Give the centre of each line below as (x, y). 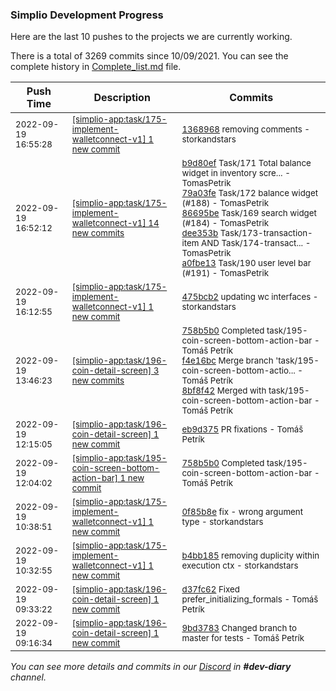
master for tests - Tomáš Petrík (243, 638)
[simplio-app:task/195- (119, 458)
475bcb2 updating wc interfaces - (250, 297)
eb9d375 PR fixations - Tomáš (242, 429)
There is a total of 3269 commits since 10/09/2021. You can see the (149, 56)
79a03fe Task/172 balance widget (250, 193)
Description (122, 98)
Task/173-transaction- (266, 233)
